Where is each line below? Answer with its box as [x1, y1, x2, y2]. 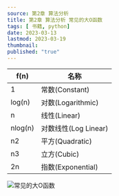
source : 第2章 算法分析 [7, 10, 69, 17]
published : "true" [7, 49, 60, 56]
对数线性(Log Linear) [41, 123, 109, 133]
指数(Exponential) [41, 162, 98, 172]
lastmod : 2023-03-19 [7, 36, 67, 43]
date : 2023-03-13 [7, 29, 57, 36]
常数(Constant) [41, 85, 90, 94]
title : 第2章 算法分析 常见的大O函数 [7, 17, 103, 23]
